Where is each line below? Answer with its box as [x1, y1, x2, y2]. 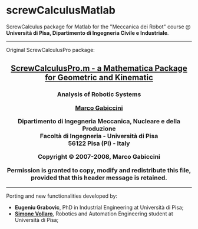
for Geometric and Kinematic [45, 73, 153, 83]
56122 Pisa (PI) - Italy [68, 139, 130, 148]
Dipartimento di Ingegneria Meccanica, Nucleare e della [17, 117, 181, 125]
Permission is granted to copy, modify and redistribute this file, [6, 166, 192, 174]
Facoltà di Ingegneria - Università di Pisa [39, 132, 159, 140]
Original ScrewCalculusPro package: [6, 46, 95, 53]
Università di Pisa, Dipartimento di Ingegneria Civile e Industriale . [6, 29, 169, 36]
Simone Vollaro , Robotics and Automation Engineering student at [14, 210, 173, 217]
